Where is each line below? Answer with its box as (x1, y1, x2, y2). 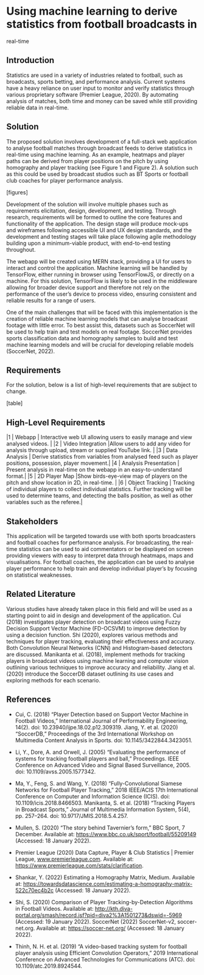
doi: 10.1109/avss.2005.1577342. (15, 768, 96, 775)
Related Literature (6, 589, 76, 599)
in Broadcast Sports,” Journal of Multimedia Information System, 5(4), (15, 805, 191, 813)
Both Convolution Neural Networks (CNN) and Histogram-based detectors (6, 644, 193, 651)
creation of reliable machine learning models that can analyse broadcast (6, 315, 188, 322)
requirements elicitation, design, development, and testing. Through (6, 206, 177, 214)
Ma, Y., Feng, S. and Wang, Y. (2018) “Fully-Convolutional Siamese (15, 780, 183, 787)
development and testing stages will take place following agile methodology (6, 233, 197, 240)
